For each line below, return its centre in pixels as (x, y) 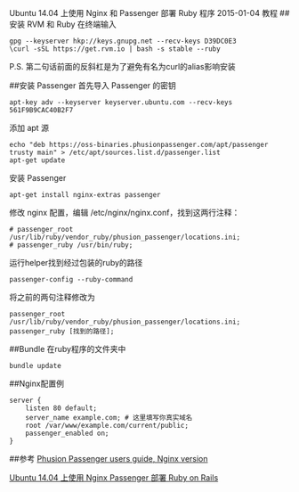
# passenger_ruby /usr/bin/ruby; (71, 245)
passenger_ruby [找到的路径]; (62, 332)
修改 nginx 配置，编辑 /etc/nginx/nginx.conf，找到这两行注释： (125, 213)
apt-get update (37, 160)
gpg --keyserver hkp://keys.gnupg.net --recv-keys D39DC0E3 (123, 41)
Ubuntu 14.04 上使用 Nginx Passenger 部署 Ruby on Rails (114, 478)
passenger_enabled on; (67, 433)
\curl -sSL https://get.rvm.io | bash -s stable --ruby (115, 49)
